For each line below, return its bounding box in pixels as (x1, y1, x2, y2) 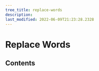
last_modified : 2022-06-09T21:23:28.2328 (5, 17, 94, 22)
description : (5, 12, 33, 17)
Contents (5, 59, 36, 67)
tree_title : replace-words (5, 7, 62, 13)
